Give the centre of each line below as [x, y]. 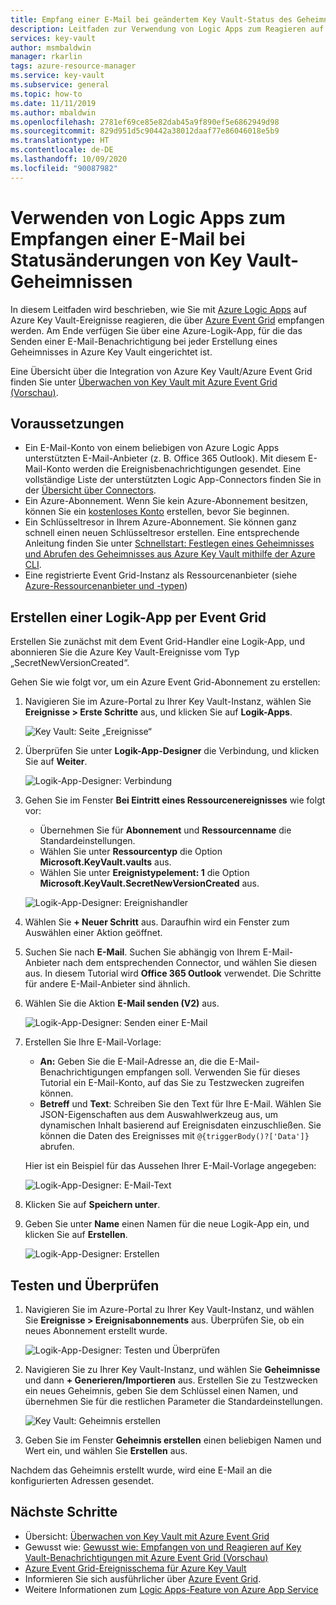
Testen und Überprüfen [85, 1285]
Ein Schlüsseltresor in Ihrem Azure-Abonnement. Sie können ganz [161, 522]
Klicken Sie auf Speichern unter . [92, 1205]
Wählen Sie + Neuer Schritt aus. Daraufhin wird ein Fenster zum [157, 922]
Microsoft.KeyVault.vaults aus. [105, 862]
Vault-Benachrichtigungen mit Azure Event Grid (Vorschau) [146, 1557]
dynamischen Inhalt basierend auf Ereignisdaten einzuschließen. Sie [180, 1125]
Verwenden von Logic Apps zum [148, 217]
